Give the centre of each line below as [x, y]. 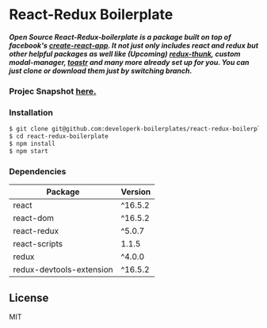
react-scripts [38, 244]
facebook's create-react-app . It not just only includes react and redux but [134, 45]
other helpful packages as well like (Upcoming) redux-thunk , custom [125, 54]
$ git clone [29, 129]
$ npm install [32, 144]
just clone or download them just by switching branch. [101, 71]
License [29, 297]
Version [136, 192]
